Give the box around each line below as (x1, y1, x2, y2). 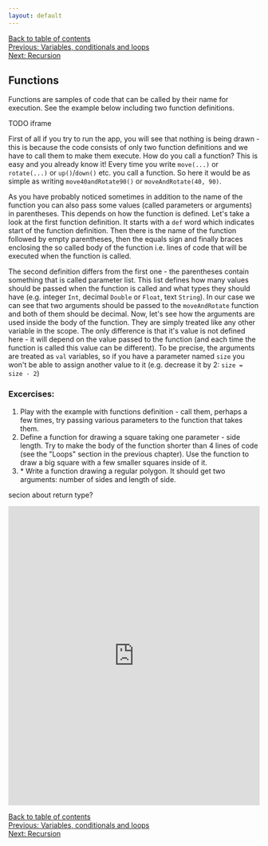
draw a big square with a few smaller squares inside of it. (19, 457, 207, 467)
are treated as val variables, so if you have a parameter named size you (8, 352, 246, 362)
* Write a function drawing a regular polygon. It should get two (19, 466, 226, 476)
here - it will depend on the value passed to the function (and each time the (8, 334, 257, 344)
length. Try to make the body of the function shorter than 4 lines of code (19, 441, 258, 450)
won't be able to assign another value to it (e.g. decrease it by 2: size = (8, 360, 243, 370)
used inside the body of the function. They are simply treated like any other (8, 318, 256, 327)
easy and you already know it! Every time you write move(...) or (8, 160, 219, 169)
